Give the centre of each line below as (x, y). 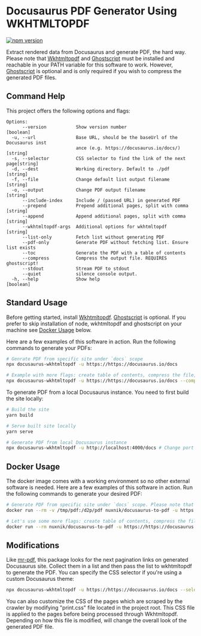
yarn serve (20, 432)
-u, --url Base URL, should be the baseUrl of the (95, 137)
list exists (21, 248)
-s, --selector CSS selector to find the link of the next (99, 158)
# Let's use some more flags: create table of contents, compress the (96, 521)
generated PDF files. (31, 77)
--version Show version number (74, 127)
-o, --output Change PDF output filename (79, 190)
